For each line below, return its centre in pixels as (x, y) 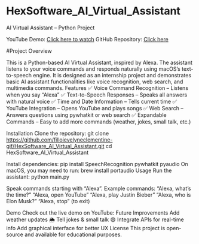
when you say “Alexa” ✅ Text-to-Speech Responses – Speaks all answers (97, 95)
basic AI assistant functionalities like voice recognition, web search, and (95, 82)
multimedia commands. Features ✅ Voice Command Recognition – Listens (97, 88)
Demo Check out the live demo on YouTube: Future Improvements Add (93, 213)
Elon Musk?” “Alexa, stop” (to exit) (48, 201)
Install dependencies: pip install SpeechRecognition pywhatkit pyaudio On (97, 164)
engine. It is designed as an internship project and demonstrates (112, 75)
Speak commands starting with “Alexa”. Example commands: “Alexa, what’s (99, 188)
